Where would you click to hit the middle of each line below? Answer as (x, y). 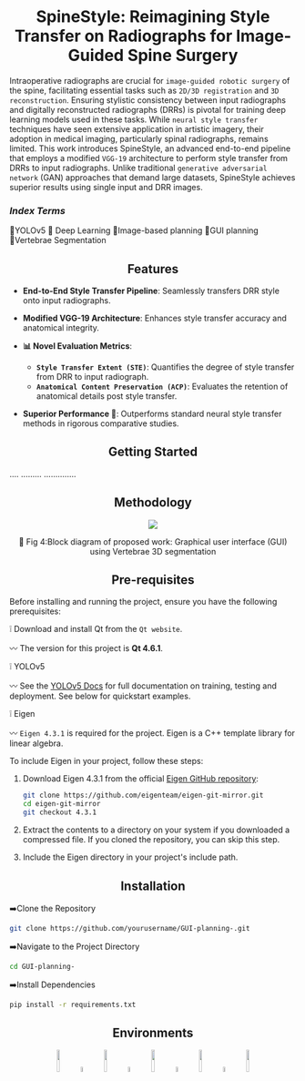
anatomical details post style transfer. (107, 396)
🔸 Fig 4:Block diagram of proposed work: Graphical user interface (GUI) (153, 541)
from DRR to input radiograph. (92, 377)
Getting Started (153, 452)
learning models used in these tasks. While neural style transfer (134, 119)
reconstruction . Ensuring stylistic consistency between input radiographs (148, 100)
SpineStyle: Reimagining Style (153, 17)
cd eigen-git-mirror (61, 804)
